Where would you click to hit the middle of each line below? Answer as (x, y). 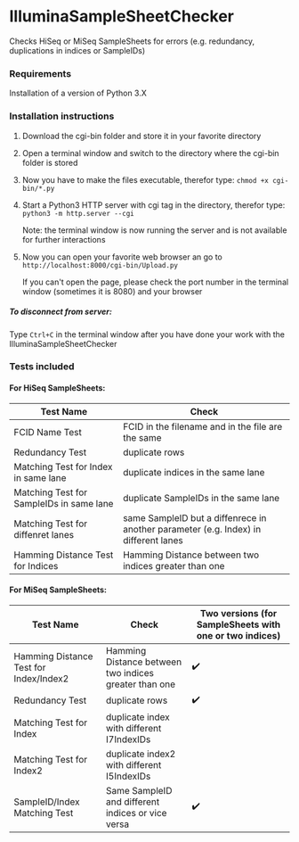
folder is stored (50, 162)
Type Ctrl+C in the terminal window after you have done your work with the (147, 334)
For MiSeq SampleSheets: (58, 590)
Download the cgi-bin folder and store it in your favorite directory (141, 136)
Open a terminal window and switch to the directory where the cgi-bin (150, 153)
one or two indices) (238, 635)
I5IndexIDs (128, 776)
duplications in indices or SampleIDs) (77, 50)
